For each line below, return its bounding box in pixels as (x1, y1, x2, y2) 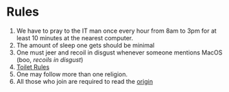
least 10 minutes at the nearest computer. (16, 33, 134, 42)
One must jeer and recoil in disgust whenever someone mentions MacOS (16, 48, 223, 57)
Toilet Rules (16, 63, 49, 71)
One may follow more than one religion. (16, 70, 128, 78)
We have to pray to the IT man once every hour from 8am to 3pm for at (16, 27, 217, 35)
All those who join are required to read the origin (16, 77, 154, 85)
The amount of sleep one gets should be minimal (16, 41, 155, 49)
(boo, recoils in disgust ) (16, 55, 84, 63)
